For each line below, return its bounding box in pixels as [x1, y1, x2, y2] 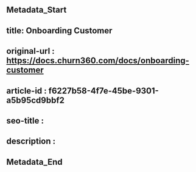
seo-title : [6, 115, 44, 126]
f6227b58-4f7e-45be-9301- [48, 85, 159, 96]
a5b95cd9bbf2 [6, 95, 65, 105]
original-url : [6, 46, 55, 56]
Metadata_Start [6, 5, 67, 15]
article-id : [6, 85, 47, 96]
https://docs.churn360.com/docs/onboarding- [6, 56, 190, 66]
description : [6, 136, 56, 147]
